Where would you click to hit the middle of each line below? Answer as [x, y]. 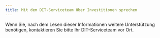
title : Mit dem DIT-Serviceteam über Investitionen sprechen [71, 10]
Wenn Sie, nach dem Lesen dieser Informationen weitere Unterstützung [80, 24]
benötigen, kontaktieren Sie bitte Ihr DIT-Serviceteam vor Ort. [70, 30]
